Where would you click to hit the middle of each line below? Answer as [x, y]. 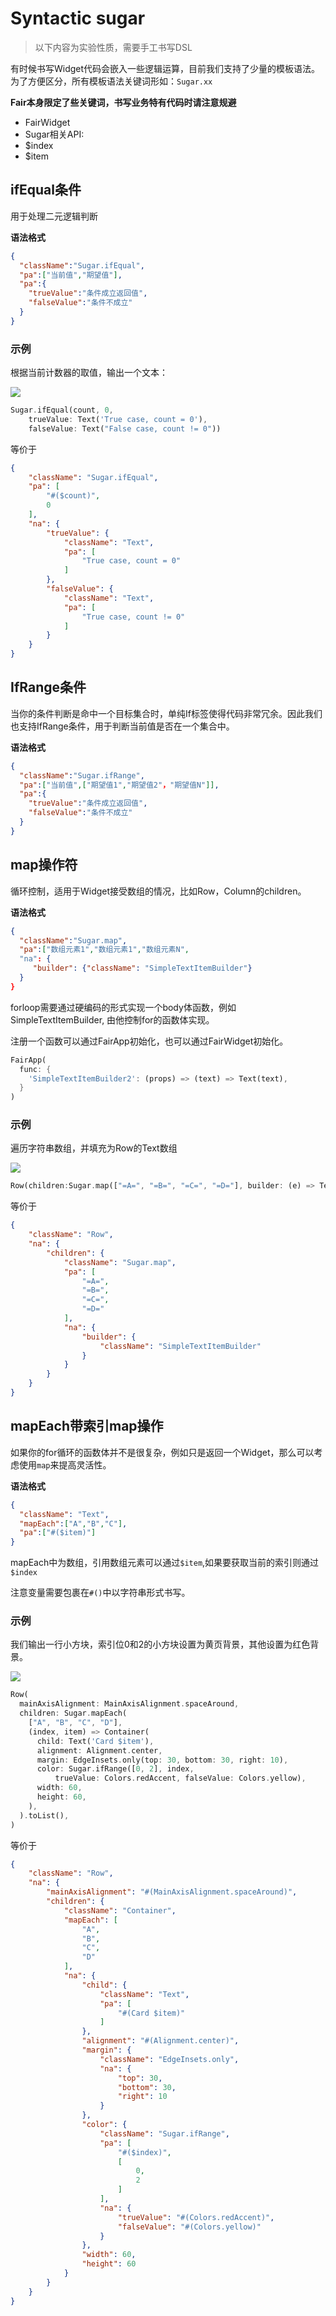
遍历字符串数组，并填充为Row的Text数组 [94, 1148]
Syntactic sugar [78, 18]
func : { [35, 1069]
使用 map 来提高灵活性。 [65, 1464]
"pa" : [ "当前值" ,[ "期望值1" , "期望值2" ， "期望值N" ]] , [119, 785]
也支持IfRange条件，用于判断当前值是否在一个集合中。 [122, 726]
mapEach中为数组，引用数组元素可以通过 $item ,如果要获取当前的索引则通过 [165, 1563]
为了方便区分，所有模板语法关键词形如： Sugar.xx [111, 81]
